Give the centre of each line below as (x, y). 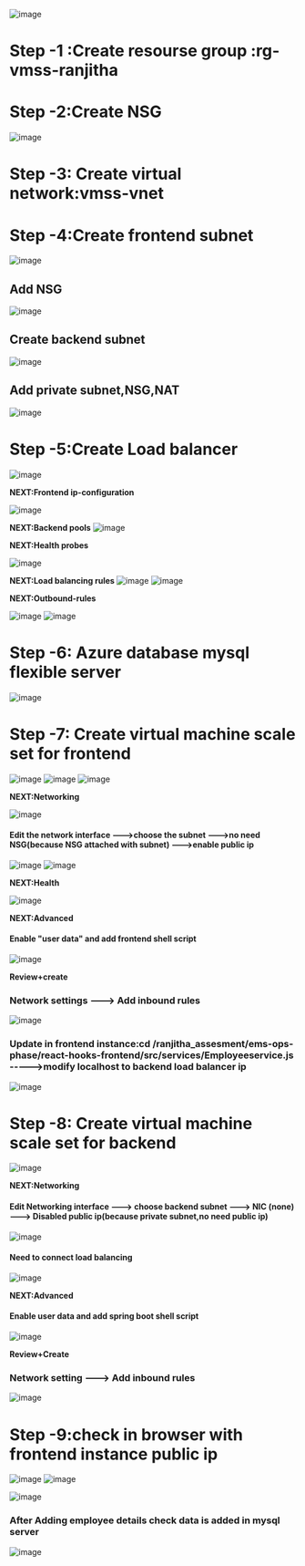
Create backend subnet (77, 340)
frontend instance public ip (114, 1454)
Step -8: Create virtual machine (131, 1123)
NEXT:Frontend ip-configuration (72, 492)
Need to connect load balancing (71, 1258)
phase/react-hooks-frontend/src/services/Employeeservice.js (152, 1055)
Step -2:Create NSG (86, 112)
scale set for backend (93, 1142)
